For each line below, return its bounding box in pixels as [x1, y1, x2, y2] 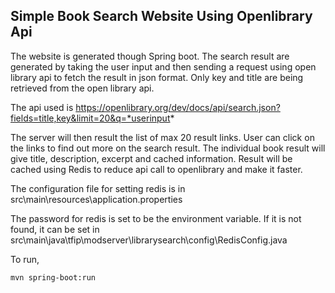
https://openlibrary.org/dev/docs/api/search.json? [75, 101, 281, 113]
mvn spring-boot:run [10, 272, 97, 283]
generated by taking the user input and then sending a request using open [10, 60, 317, 73]
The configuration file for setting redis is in [10, 182, 186, 194]
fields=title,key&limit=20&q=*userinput [10, 112, 171, 124]
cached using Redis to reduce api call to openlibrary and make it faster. [10, 163, 303, 175]
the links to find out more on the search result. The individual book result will [10, 142, 326, 154]
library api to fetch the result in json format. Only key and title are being [10, 71, 304, 83]
